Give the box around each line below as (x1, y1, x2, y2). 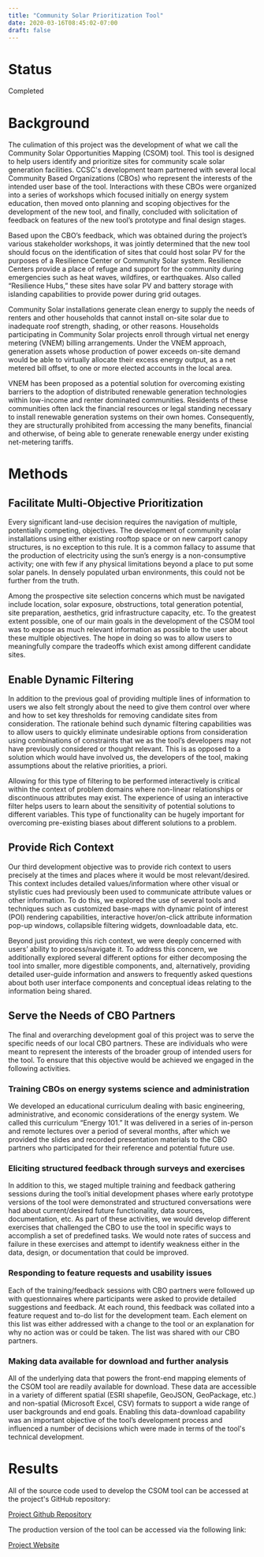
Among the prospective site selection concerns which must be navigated (8, 591, 246, 601)
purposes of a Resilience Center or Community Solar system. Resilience (8, 256, 242, 265)
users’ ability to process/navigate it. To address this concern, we (8, 944, 218, 953)
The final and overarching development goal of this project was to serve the (8, 1030, 255, 1039)
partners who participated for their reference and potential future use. (8, 1143, 235, 1152)
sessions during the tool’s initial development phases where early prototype (8, 1189, 254, 1199)
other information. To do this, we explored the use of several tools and (8, 895, 236, 904)
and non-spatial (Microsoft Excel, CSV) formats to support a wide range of (8, 1398, 250, 1408)
